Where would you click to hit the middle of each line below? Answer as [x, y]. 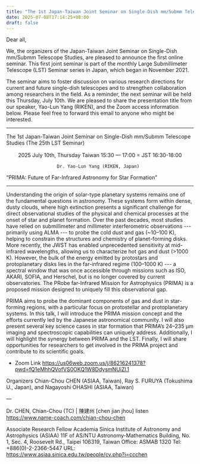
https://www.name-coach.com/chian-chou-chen [66, 418]
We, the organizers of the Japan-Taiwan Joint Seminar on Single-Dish [92, 51]
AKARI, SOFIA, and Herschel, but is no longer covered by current [86, 277]
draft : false [22, 23]
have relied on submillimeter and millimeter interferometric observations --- [99, 226]
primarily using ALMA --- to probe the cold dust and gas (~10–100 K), [91, 233]
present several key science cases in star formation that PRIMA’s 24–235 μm [100, 326]
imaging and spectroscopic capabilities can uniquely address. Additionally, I [99, 333]
